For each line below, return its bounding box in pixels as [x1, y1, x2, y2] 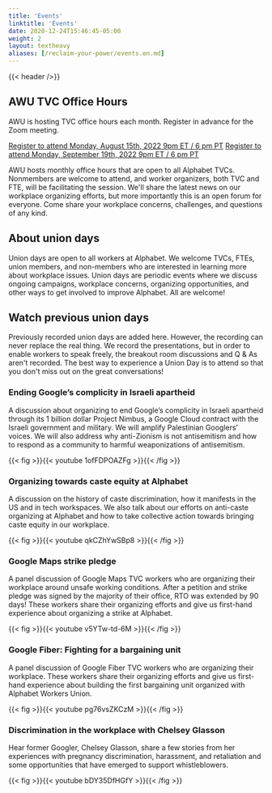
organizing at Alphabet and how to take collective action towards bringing [8, 511, 254, 521]
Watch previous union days [8, 311, 150, 324]
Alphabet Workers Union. [8, 689, 92, 698]
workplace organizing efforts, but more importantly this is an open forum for [8, 191, 262, 201]
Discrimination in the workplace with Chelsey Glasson [8, 724, 225, 736]
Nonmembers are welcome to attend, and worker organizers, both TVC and [8, 173, 260, 183]
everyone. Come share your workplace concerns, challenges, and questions [8, 199, 263, 209]
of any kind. [8, 208, 49, 218]
